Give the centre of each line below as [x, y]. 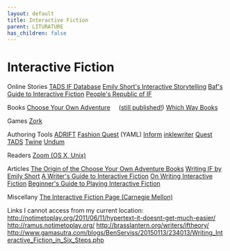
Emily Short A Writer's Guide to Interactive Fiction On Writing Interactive [110, 176]
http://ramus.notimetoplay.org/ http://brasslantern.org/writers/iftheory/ [108, 225]
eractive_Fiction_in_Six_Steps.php [56, 240]
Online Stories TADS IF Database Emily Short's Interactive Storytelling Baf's [115, 87]
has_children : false [37, 33]
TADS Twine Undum [36, 142]
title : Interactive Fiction [48, 20]
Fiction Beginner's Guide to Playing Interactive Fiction [84, 184]
